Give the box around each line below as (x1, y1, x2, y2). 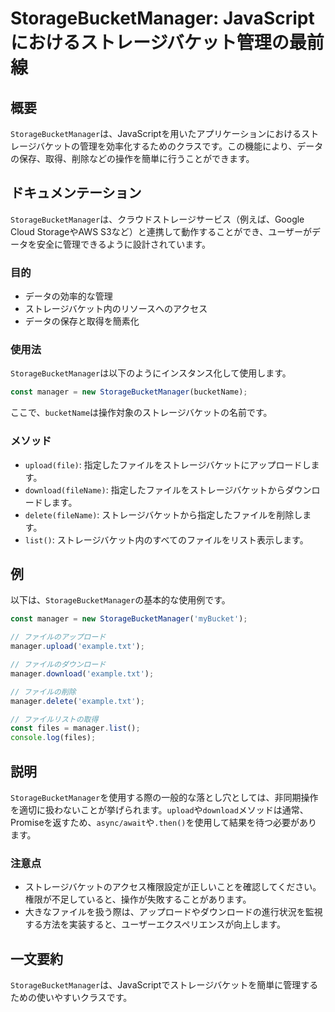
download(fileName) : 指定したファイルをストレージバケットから (24, 483, 286, 496)
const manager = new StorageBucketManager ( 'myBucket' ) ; (10, 614, 248, 624)
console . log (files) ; (10, 733, 97, 743)
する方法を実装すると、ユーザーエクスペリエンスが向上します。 (24, 918, 286, 931)
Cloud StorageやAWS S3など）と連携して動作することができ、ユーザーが (10, 225, 313, 237)
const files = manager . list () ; (10, 723, 141, 734)
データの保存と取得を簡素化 (24, 315, 140, 327)
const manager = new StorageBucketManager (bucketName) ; (10, 387, 248, 397)
